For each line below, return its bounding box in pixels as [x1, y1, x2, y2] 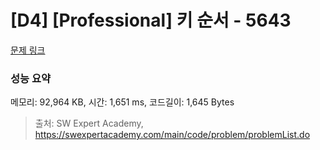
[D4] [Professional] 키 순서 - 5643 [10, 9, 292, 32]
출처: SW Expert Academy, [34, 117, 144, 130]
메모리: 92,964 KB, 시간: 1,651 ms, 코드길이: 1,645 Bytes [10, 96, 235, 108]
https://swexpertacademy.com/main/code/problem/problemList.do [34, 129, 311, 141]
